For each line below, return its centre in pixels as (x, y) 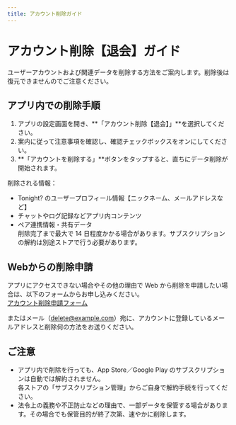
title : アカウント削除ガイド (45, 14)
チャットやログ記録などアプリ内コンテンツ (79, 216)
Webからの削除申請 (50, 267)
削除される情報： (32, 183)
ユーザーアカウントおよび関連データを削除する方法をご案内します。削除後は (118, 72)
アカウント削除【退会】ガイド (94, 51)
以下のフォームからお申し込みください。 (84, 294)
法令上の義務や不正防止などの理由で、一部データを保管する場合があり (120, 405)
